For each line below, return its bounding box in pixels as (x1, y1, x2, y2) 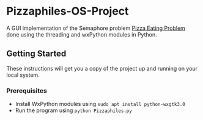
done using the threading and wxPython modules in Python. (6, 30, 157, 38)
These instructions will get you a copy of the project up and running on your (6, 65, 197, 72)
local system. (6, 71, 40, 79)
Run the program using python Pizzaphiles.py (15, 107, 133, 114)
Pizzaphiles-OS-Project (6, 4, 129, 18)
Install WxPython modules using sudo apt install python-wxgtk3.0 (15, 101, 185, 108)
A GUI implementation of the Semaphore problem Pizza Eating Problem (6, 24, 185, 32)
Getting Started (6, 49, 67, 59)
